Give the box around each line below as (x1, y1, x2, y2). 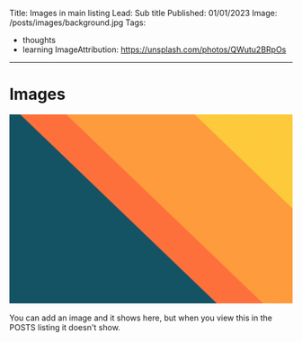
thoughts (22, 35, 57, 45)
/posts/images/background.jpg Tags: (9, 17, 147, 28)
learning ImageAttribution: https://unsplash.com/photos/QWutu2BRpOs (22, 44, 287, 55)
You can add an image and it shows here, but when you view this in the (9, 312, 272, 323)
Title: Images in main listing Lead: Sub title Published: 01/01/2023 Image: (9, 8, 278, 18)
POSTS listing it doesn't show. (9, 321, 121, 332)
